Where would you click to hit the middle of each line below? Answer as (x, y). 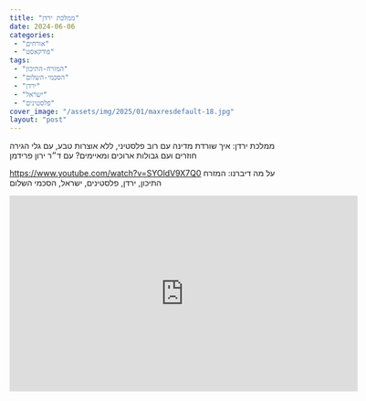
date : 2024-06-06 (42, 26)
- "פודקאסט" (34, 52)
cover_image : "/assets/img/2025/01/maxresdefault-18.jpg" (122, 111)
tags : (20, 60)
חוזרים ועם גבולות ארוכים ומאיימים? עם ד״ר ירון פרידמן (103, 155)
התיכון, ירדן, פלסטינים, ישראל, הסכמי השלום (86, 183)
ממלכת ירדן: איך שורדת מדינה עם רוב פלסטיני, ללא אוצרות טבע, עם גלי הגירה (142, 146)
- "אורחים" (31, 43)
